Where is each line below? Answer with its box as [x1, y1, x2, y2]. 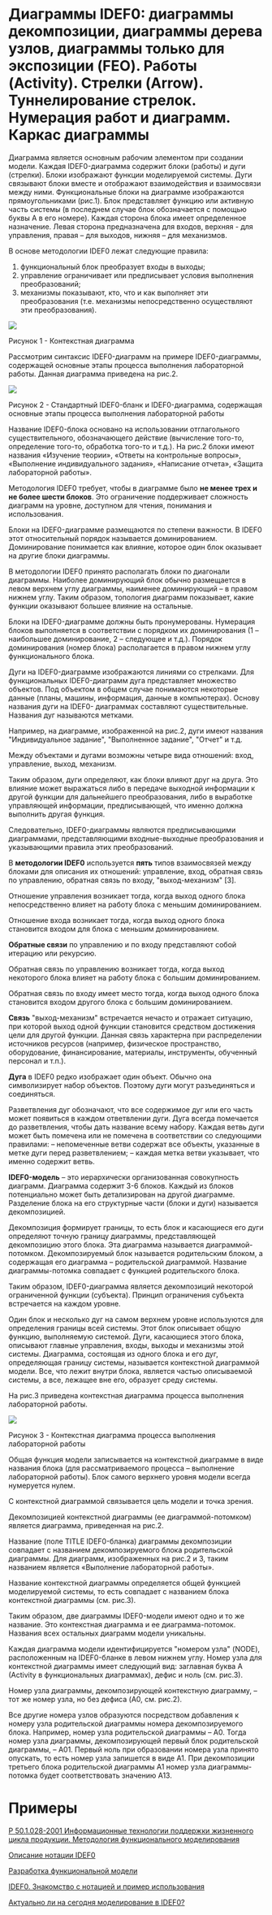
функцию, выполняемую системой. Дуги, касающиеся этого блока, [8, 1332, 244, 1341]
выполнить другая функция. [8, 809, 106, 819]
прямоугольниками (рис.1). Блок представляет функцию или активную [8, 196, 254, 206]
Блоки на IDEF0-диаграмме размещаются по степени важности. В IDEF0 [8, 525, 262, 535]
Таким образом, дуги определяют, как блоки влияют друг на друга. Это [8, 774, 258, 784]
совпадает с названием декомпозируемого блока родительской [8, 1545, 234, 1554]
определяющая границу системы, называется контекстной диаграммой [8, 1358, 260, 1367]
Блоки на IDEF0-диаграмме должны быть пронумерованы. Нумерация [8, 617, 256, 626]
